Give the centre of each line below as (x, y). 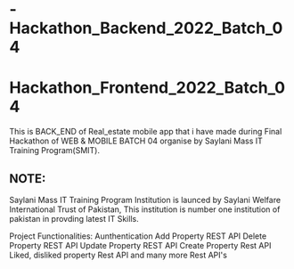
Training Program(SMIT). (55, 151)
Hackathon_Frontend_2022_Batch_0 (147, 88)
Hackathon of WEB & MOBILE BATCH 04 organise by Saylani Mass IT (136, 141)
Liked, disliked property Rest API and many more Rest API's (118, 255)
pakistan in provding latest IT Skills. (74, 218)
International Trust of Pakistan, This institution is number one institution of (145, 209)
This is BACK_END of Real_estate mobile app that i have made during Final (146, 132)
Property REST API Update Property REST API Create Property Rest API (140, 245)
